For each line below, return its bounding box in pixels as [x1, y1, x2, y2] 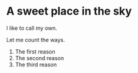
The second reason [15, 54, 64, 61]
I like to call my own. [6, 24, 58, 32]
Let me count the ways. [6, 36, 65, 43]
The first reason [15, 47, 56, 55]
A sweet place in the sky [6, 4, 132, 18]
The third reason [15, 61, 57, 68]
